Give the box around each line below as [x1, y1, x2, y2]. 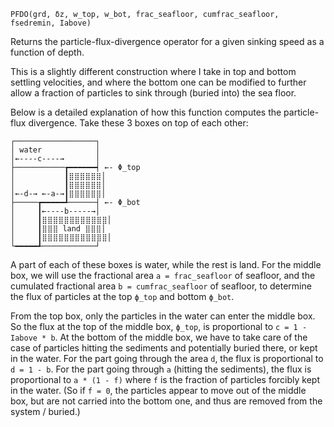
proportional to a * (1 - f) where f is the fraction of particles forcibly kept [10, 374, 321, 385]
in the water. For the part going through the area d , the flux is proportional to [10, 353, 324, 364]
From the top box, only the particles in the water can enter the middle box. [10, 310, 316, 322]
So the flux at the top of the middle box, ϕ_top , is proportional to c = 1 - [10, 321, 308, 332]
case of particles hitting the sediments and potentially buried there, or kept [10, 342, 318, 354]
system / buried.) [10, 406, 81, 417]
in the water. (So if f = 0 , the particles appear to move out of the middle [10, 385, 307, 396]
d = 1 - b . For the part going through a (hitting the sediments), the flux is [10, 363, 312, 375]
